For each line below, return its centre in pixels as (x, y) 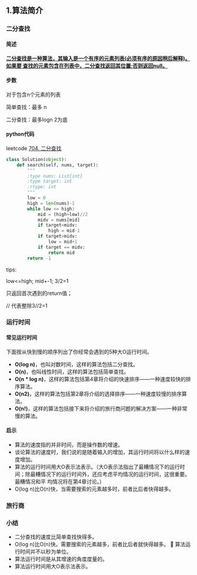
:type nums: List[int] (55, 176)
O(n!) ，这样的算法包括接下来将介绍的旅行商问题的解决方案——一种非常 (101, 408)
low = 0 (36, 198)
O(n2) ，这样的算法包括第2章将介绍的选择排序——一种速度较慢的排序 (98, 393)
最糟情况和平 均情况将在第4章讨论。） (59, 481)
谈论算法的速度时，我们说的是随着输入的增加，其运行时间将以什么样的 (100, 452)
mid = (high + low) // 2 (63, 214)
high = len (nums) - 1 (51, 203)
